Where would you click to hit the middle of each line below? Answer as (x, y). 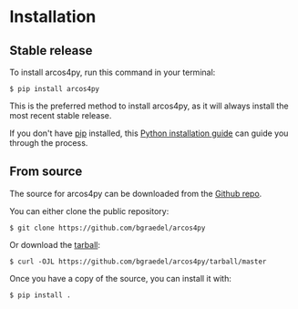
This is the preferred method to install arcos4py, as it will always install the (149, 106)
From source (46, 172)
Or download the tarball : (55, 244)
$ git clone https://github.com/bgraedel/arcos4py (108, 228)
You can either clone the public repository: (89, 211)
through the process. (49, 143)
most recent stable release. (61, 115)
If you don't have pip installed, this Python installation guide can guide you (149, 133)
